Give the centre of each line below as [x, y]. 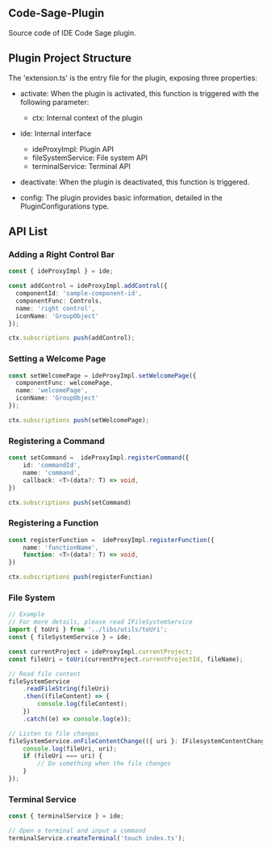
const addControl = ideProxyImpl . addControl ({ [88, 286]
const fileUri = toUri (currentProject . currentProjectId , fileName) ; [126, 659]
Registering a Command [56, 441]
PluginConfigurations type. [65, 206]
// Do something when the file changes [104, 763]
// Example [27, 615]
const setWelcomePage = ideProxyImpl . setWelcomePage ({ [102, 375]
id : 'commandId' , [52, 465]
